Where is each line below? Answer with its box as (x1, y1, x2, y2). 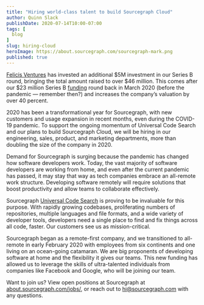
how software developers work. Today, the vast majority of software (6, 159, 178, 166)
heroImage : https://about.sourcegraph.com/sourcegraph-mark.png (6, 49, 173, 55)
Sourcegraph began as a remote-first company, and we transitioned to (6, 234, 183, 242)
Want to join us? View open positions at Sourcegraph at (6, 278, 146, 286)
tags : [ (6, 26, 26, 32)
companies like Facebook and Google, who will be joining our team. (6, 267, 176, 274)
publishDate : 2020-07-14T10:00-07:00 (6, 20, 102, 26)
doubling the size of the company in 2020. (6, 141, 113, 148)
